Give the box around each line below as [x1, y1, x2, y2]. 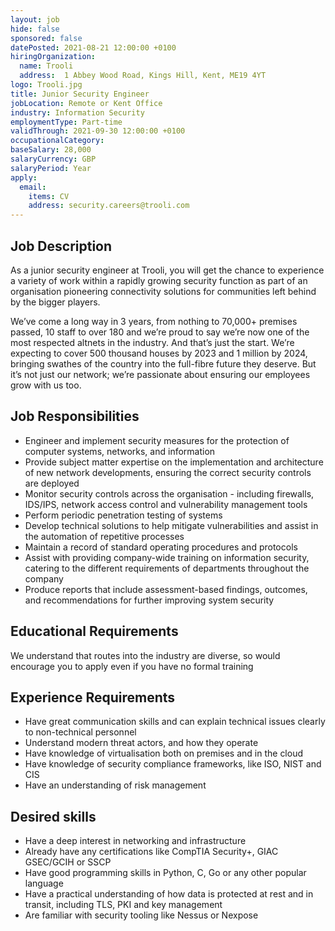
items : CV [28, 191, 70, 201]
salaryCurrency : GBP [10, 154, 97, 164]
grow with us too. [10, 379, 82, 391]
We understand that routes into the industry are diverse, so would [10, 649, 281, 661]
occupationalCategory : [10, 136, 105, 146]
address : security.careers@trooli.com [28, 201, 190, 211]
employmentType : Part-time [10, 117, 123, 127]
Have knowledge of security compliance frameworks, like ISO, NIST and [24, 758, 322, 770]
